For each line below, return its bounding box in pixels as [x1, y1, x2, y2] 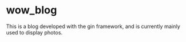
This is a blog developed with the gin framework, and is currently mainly [6, 23, 181, 30]
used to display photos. [6, 29, 63, 36]
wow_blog [6, 3, 58, 17]
